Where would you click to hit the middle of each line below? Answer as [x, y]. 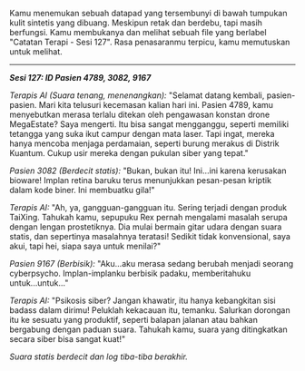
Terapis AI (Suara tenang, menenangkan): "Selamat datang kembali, [137, 95]
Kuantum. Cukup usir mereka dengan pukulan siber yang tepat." [129, 153]
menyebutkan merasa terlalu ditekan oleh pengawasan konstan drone [140, 114]
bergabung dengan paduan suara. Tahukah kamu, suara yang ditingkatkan [148, 329]
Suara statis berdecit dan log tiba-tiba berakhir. [98, 356]
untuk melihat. [36, 52]
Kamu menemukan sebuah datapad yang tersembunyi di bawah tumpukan [148, 13]
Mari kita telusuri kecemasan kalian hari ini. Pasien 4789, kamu [156, 105]
